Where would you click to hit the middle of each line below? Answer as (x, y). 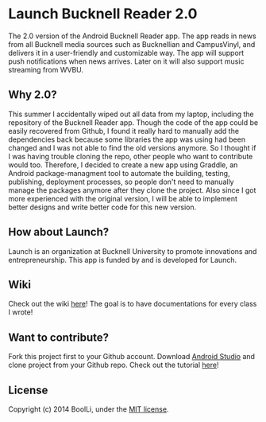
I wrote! (21, 312)
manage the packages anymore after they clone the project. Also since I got (132, 190)
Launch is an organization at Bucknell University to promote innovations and (133, 251)
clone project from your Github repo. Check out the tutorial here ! (114, 365)
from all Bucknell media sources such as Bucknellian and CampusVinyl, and (132, 44)
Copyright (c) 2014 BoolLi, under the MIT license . (89, 409)
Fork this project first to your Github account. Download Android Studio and (132, 357)
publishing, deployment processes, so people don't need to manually (121, 182)
